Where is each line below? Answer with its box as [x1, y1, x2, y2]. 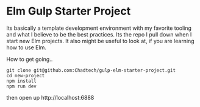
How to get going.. [6, 55, 53, 63]
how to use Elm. [6, 44, 47, 51]
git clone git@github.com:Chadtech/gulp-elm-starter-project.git [6, 67, 176, 74]
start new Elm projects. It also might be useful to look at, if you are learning [6, 37, 195, 44]
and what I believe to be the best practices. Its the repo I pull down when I [6, 30, 192, 38]
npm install [6, 78, 37, 84]
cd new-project [6, 72, 45, 78]
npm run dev [6, 83, 37, 89]
